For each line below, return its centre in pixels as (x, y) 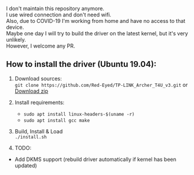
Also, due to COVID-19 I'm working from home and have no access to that (96, 21)
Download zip (31, 91)
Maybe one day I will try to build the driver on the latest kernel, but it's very (97, 33)
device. (15, 27)
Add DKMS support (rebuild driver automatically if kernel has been (96, 159)
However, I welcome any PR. (41, 46)
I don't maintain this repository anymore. (55, 9)
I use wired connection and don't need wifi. (59, 15)
